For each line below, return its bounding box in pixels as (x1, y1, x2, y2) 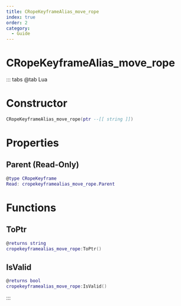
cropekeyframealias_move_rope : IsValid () (6, 283, 108, 289)
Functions (6, 201, 56, 214)
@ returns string (6, 240, 46, 246)
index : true (6, 14, 35, 20)
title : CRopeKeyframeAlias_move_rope (6, 8, 99, 15)
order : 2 (6, 20, 28, 26)
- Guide (11, 31, 31, 37)
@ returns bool (6, 278, 41, 284)
